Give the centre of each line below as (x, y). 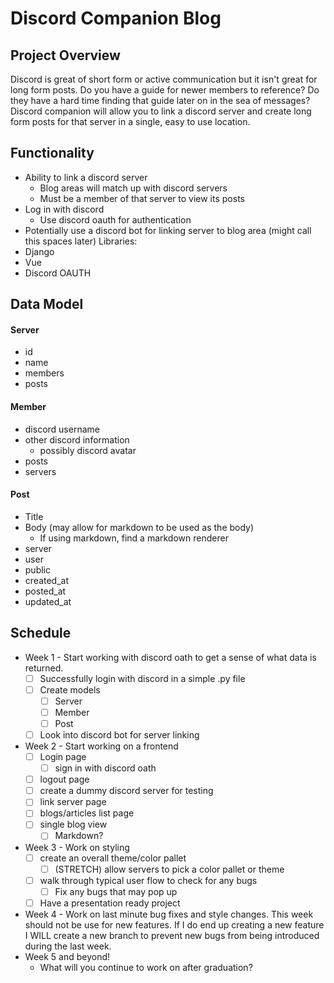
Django (39, 251)
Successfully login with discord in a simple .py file (142, 678)
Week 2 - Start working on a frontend (101, 746)
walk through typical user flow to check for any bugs (148, 880)
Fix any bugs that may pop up (116, 891)
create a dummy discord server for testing (126, 791)
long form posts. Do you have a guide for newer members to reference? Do (165, 90)
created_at (46, 580)
